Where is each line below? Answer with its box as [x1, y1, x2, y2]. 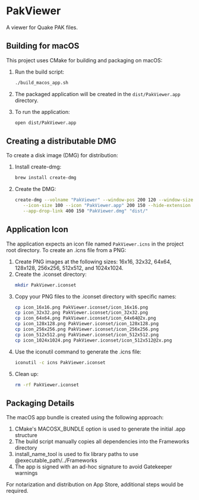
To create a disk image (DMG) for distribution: [6, 152, 118, 159]
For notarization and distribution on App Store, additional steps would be [6, 481, 184, 488]
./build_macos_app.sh [14, 79, 68, 85]
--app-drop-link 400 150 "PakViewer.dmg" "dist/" [23, 208, 149, 214]
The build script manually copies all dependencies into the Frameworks [14, 438, 189, 445]
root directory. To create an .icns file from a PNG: [6, 246, 127, 253]
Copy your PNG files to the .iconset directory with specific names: [14, 292, 177, 300]
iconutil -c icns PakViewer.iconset [14, 359, 106, 365]
